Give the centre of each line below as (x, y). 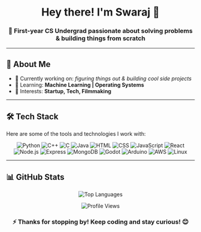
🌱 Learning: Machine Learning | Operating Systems (80, 85)
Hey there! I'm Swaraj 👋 (100, 12)
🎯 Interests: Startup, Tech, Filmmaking (63, 91)
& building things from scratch (100, 38)
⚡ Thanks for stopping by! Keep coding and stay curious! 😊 (100, 222)
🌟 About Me (28, 64)
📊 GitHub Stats (35, 177)
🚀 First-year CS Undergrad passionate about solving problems (100, 31)
